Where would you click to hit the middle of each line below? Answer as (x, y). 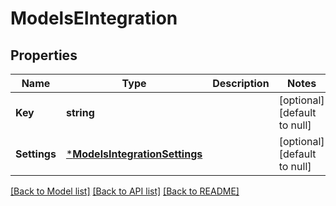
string (80, 112)
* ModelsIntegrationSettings (134, 154)
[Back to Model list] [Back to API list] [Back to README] (125, 191)
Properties (44, 55)
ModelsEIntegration (94, 18)
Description (241, 83)
